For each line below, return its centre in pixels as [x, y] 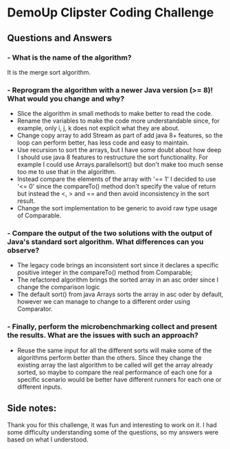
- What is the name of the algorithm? [69, 58]
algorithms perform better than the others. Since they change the [109, 357]
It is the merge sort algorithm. [49, 72]
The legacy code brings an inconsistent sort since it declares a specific [118, 265]
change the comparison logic [58, 287]
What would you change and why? [66, 99]
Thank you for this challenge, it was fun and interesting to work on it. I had [112, 425]
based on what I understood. [48, 439]
